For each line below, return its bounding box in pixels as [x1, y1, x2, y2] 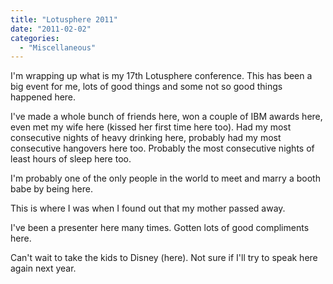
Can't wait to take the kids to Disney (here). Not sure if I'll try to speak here [10, 252, 318, 264]
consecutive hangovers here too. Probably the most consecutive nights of [10, 142, 315, 155]
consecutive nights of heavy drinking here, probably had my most [10, 132, 282, 144]
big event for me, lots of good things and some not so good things [10, 81, 283, 93]
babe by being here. [10, 183, 93, 195]
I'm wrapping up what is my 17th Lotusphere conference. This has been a [10, 70, 313, 82]
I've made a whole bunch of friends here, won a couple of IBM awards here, [10, 111, 323, 123]
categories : [10, 33, 60, 43]
